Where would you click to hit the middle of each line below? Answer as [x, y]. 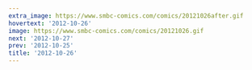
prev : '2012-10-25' [41, 46]
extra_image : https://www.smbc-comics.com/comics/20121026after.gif [126, 16]
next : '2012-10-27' [41, 38]
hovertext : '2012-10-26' [50, 23]
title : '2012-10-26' [43, 53]
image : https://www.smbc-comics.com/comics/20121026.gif [106, 31]
